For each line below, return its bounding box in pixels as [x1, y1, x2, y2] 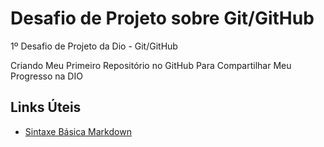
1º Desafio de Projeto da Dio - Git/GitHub [10, 40, 178, 52]
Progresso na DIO [10, 70, 83, 82]
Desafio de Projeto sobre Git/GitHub [10, 7, 315, 30]
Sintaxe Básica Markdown [24, 125, 132, 137]
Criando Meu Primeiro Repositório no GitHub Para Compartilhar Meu [10, 59, 292, 71]
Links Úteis [10, 99, 82, 116]
